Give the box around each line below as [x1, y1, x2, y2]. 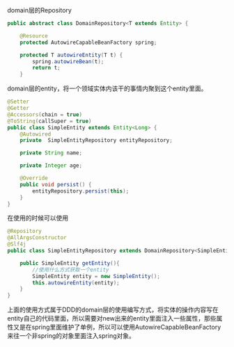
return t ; [32, 65, 61, 72]
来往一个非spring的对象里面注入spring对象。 [7, 332, 136, 340]
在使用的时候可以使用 [7, 214, 68, 223]
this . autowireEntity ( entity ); [32, 279, 120, 287]
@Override [19, 175, 49, 181]
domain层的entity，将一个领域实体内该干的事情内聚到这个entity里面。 [7, 84, 208, 92]
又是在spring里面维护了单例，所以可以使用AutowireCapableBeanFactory [13, 323, 221, 332]
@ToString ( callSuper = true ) [7, 118, 92, 124]
